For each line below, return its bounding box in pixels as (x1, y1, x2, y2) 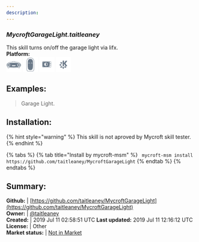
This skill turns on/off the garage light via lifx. (6, 44, 118, 51)
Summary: (6, 181, 46, 192)
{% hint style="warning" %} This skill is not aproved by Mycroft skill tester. (6, 133, 191, 141)
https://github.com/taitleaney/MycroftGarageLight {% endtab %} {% (6, 157, 182, 165)
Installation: (6, 117, 52, 127)
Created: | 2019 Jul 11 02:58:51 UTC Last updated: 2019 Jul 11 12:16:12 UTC (6, 216, 194, 223)
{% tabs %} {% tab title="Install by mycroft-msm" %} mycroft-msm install (6, 151, 194, 159)
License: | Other (6, 223, 47, 230)
